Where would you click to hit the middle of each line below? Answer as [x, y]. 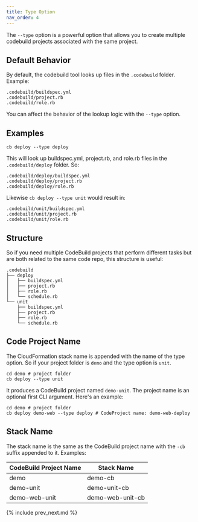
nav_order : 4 [23, 18]
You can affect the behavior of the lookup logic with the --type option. [94, 114]
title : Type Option [31, 12]
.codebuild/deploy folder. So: [43, 165]
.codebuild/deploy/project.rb [44, 181]
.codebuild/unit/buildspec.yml [46, 209]
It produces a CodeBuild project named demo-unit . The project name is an [98, 390]
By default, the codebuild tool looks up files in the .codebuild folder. [91, 75]
